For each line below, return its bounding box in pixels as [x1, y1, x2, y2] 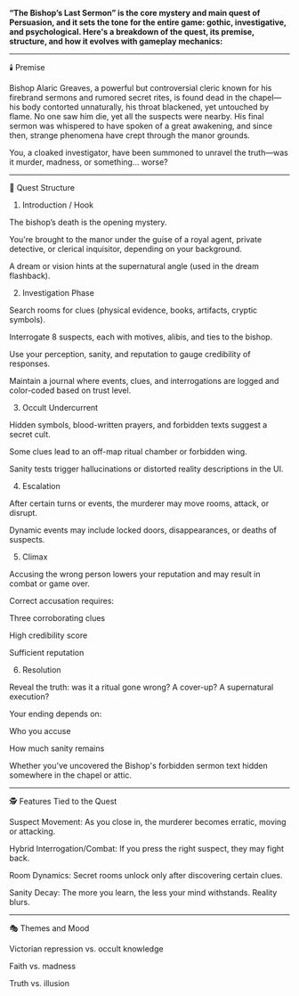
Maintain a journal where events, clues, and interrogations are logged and [9, 376, 279, 386]
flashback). [9, 271, 51, 281]
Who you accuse [9, 726, 71, 736]
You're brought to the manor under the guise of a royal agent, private [9, 234, 263, 244]
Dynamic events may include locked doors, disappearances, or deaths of [9, 525, 278, 535]
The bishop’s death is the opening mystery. [9, 217, 167, 227]
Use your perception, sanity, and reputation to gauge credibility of [9, 349, 251, 359]
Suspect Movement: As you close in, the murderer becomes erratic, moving [9, 817, 287, 827]
